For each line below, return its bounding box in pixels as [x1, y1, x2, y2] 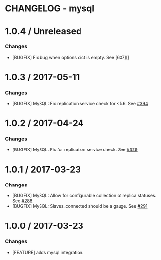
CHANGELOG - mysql [5, 3, 95, 14]
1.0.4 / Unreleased [5, 26, 82, 37]
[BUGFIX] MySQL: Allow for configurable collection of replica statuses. [12, 193, 157, 199]
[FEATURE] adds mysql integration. [12, 249, 84, 255]
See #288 [12, 198, 33, 204]
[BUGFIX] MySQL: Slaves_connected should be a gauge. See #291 [12, 203, 148, 209]
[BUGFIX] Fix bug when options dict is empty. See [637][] [12, 54, 130, 60]
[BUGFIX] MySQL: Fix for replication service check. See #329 [12, 147, 138, 152]
